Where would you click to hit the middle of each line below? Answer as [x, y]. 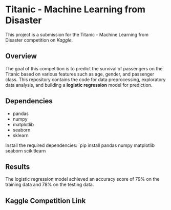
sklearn [21, 135]
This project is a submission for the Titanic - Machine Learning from [77, 34]
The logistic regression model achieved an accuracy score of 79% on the [82, 179]
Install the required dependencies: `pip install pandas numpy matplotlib [80, 145]
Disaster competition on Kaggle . [39, 40]
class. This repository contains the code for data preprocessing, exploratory [85, 79]
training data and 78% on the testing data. [50, 185]
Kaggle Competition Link [46, 201]
